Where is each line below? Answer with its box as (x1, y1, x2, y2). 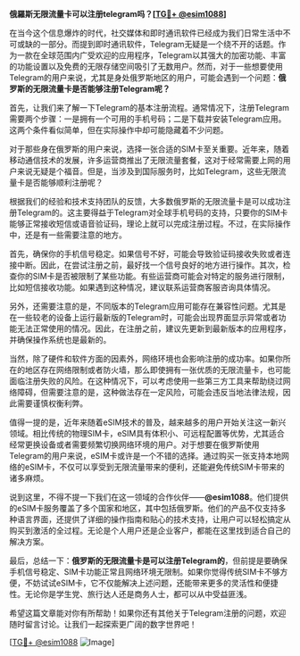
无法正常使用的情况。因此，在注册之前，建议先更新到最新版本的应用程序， (16, 323, 291, 334)
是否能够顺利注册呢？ (24, 178, 104, 187)
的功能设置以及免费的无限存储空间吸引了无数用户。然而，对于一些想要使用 (9, 62, 283, 71)
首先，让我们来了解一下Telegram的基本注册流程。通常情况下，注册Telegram (9, 103, 290, 112)
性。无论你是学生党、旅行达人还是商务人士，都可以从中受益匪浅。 (9, 589, 252, 599)
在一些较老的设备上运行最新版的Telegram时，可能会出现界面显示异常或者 (9, 312, 279, 322)
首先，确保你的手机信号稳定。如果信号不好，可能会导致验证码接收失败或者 (9, 249, 283, 259)
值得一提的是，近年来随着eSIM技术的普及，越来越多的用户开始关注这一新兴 (9, 417, 287, 428)
